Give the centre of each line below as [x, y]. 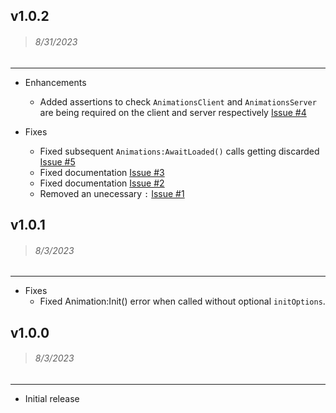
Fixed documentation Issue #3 [102, 172]
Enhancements [55, 82]
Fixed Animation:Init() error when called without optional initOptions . [182, 301]
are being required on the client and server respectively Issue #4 [173, 112]
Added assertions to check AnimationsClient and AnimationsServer [178, 101]
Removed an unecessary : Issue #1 [112, 193]
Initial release [52, 398]
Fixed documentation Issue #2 [102, 183]
